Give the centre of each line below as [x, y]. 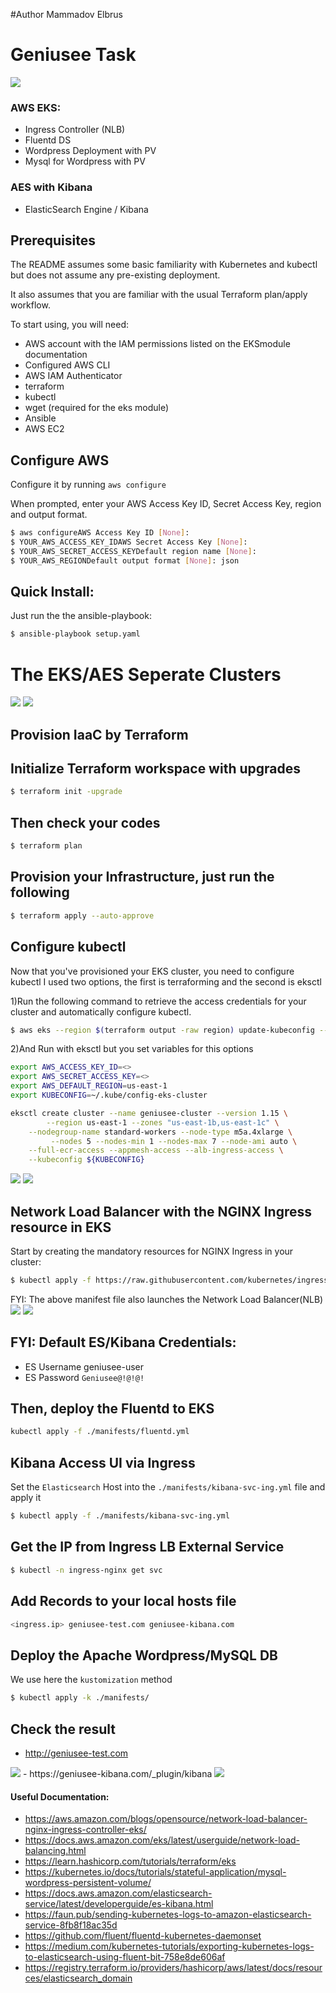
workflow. [30, 305]
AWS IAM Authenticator [73, 376]
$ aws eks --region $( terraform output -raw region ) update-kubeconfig [162, 1030]
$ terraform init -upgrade [66, 792]
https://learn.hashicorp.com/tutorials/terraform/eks [130, 1861]
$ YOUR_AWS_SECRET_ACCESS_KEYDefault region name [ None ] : [133, 551]
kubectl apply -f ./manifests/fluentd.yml [100, 1432]
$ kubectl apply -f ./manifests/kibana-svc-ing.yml [120, 1516]
